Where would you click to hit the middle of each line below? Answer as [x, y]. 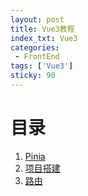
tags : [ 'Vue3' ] [42, 66]
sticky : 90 [33, 76]
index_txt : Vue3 [44, 38]
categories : [35, 47]
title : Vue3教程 [42, 29]
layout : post [37, 19]
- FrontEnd [37, 57]
